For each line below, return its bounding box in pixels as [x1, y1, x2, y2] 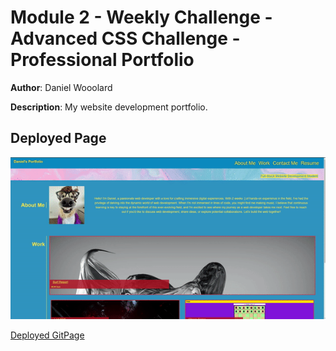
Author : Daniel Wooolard [10, 81, 113, 93]
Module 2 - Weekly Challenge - [10, 6, 273, 29]
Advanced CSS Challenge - [10, 27, 241, 50]
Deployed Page [10, 130, 107, 147]
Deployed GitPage [10, 329, 85, 341]
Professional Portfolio [10, 49, 195, 71]
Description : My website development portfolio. [10, 101, 208, 113]
